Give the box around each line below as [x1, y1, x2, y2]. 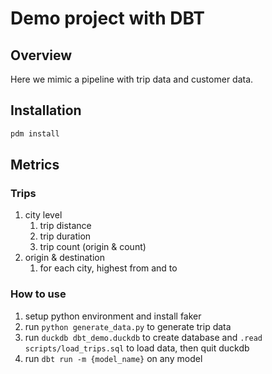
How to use [10, 287, 67, 301]
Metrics [10, 157, 60, 174]
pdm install [10, 128, 60, 139]
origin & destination [24, 252, 105, 264]
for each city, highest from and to [39, 262, 178, 274]
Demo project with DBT [10, 7, 206, 30]
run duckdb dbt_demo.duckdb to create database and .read [24, 331, 263, 343]
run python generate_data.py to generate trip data [24, 320, 232, 332]
